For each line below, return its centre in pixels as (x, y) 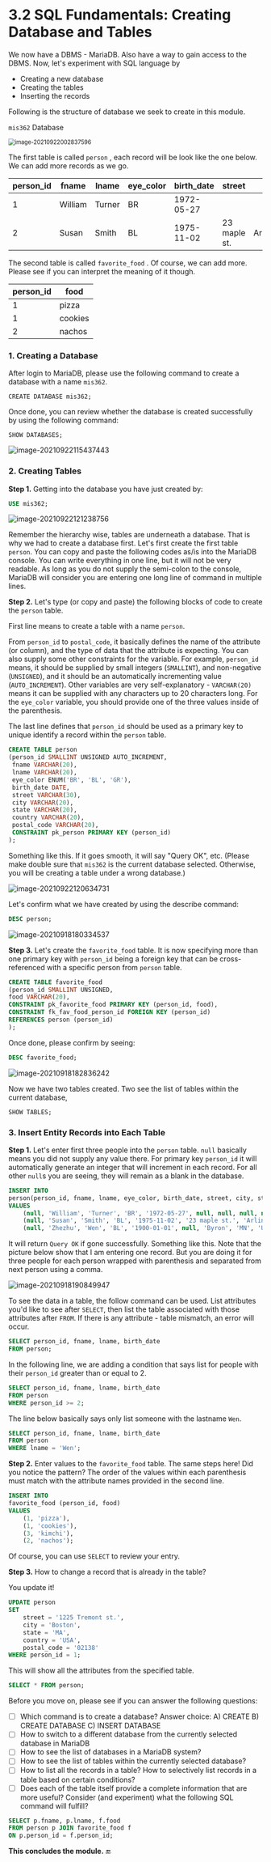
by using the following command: (64, 420)
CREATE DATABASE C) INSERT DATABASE (90, 1726)
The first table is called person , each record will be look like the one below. (133, 157)
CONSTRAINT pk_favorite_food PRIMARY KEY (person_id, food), (113, 1005)
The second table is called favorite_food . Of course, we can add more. (128, 263)
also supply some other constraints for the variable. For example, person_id (134, 659)
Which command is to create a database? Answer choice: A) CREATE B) (140, 1716)
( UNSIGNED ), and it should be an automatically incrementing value (115, 677)
